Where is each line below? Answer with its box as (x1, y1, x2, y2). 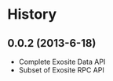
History (7, 5, 57, 23)
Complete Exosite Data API (18, 57, 106, 66)
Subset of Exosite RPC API (18, 65, 105, 75)
